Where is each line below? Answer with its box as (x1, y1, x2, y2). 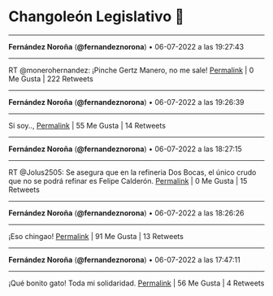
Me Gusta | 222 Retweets (8, 73, 93, 84)
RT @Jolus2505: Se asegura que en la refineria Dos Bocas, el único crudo (8, 167, 257, 177)
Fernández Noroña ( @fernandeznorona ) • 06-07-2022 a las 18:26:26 (8, 207, 245, 218)
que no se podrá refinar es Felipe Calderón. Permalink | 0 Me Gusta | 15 (8, 176, 248, 185)
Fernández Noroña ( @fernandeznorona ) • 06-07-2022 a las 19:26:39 (8, 97, 245, 107)
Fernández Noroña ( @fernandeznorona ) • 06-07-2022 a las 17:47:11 (8, 255, 241, 264)
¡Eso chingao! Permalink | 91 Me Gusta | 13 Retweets (8, 231, 184, 241)
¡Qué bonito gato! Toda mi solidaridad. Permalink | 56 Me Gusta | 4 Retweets (8, 278, 265, 288)
